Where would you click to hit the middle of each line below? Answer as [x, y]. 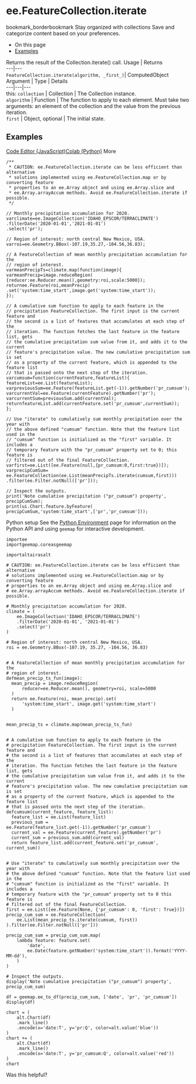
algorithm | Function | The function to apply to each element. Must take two [98, 100]
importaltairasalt [28, 555]
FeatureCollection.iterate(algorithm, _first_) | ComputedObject [87, 75]
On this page [30, 45]
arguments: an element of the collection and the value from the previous [93, 106]
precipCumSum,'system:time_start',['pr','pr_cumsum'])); [77, 511]
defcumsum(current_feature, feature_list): [60, 812]
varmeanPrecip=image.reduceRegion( [50, 275]
